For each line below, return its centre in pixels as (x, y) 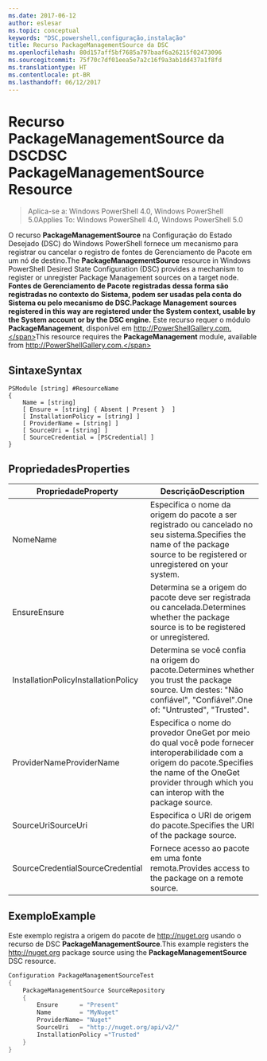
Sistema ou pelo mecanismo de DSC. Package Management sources (122, 303)
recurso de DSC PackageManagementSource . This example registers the (128, 944)
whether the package (190, 617)
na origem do (175, 660)
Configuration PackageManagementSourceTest (81, 975)
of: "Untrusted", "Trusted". (199, 710)
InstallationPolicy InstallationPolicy (75, 680)
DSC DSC (38, 155)
